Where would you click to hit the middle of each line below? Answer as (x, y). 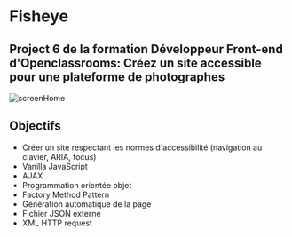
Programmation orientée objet (77, 185)
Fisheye (39, 16)
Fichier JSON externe (61, 213)
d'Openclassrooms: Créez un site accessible (135, 63)
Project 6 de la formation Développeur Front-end (146, 49)
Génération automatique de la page (87, 204)
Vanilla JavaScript (55, 166)
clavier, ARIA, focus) (59, 156)
